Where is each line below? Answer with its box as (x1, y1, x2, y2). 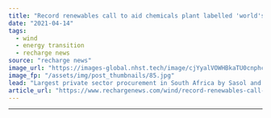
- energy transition (15, 42, 85, 50)
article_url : (8, 86, 52, 95)
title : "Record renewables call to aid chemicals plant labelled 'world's (8, 11, 265, 20)
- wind (15, 34, 38, 43)
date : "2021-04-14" (8, 19, 74, 27)
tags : (8, 26, 27, 35)
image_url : (8, 64, 45, 72)
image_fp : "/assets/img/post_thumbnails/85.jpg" (8, 71, 175, 79)
